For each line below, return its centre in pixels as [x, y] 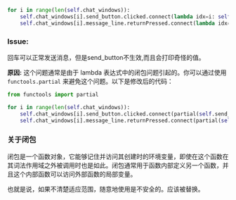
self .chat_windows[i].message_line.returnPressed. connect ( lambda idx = [125, 23]
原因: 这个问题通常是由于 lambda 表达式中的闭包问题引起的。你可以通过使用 [117, 72]
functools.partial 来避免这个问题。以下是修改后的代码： [90, 81]
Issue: [18, 41]
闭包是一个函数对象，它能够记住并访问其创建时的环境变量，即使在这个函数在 [118, 156]
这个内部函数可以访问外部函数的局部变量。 [75, 174]
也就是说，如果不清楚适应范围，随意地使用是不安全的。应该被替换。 [106, 189]
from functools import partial [53, 94]
